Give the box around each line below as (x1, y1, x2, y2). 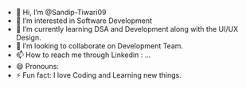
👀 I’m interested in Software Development (15, 16, 153, 25)
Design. (15, 33, 41, 42)
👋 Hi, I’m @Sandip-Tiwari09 (15, 8, 107, 17)
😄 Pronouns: (15, 62, 60, 71)
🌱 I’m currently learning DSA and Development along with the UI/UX (15, 25, 239, 33)
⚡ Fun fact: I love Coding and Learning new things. (15, 71, 182, 79)
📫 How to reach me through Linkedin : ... (15, 50, 151, 59)
